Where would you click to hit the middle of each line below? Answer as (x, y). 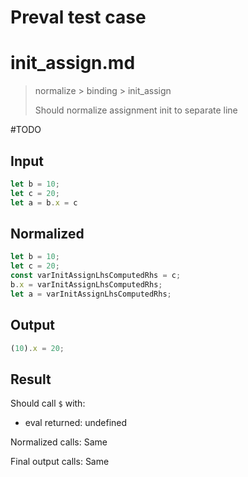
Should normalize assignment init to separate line (136, 110)
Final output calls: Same (60, 462)
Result (31, 379)
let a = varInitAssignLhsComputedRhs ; (91, 294)
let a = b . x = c (44, 202)
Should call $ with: (48, 403)
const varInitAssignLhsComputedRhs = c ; (96, 276)
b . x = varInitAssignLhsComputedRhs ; (86, 285)
